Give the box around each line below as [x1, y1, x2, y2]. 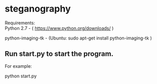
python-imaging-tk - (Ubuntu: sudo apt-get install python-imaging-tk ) [5, 35, 152, 41]
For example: [5, 63, 33, 69]
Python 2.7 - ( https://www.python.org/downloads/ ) [5, 25, 114, 31]
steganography [5, 3, 71, 15]
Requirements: [5, 20, 35, 26]
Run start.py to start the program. [5, 50, 114, 58]
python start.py [5, 73, 37, 79]
